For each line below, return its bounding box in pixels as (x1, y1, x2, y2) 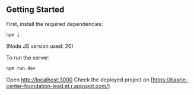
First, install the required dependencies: (6, 20, 103, 27)
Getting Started (6, 5, 65, 15)
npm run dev (6, 65, 36, 71)
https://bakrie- (152, 76, 189, 83)
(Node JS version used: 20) (6, 42, 74, 50)
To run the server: (6, 54, 50, 61)
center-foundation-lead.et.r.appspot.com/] (6, 82, 110, 89)
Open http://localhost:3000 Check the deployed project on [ (6, 76, 153, 83)
